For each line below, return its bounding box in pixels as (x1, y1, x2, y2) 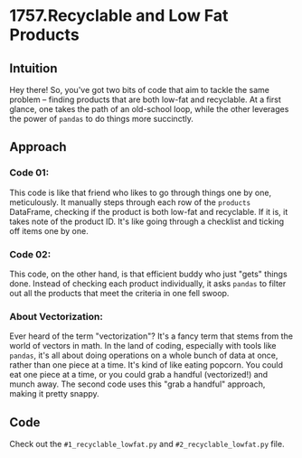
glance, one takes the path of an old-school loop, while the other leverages (9, 104, 289, 114)
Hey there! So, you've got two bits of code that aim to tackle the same (9, 85, 269, 95)
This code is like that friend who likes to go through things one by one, (9, 187, 272, 198)
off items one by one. (9, 225, 89, 236)
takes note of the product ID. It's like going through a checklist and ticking (9, 216, 285, 227)
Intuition (9, 61, 58, 76)
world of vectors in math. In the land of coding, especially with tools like (9, 341, 278, 351)
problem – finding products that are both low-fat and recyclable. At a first (9, 94, 282, 105)
